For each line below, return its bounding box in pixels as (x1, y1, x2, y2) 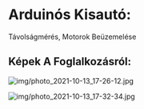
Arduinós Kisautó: (8, 6, 132, 24)
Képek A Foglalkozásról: (8, 55, 132, 68)
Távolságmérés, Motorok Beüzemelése (8, 32, 137, 41)
